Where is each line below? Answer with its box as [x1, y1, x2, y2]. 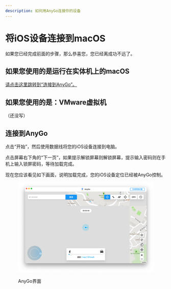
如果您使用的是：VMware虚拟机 [5, 98, 107, 107]
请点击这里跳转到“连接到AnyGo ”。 [5, 81, 78, 88]
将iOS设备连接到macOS [5, 32, 106, 44]
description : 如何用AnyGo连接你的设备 [5, 8, 81, 13]
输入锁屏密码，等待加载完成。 [14, 161, 77, 167]
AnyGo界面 [18, 278, 42, 284]
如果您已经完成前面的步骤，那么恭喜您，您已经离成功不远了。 [5, 50, 135, 56]
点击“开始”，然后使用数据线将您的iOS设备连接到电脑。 [5, 143, 120, 150]
